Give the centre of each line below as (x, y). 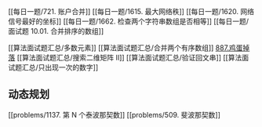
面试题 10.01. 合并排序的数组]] (56, 31)
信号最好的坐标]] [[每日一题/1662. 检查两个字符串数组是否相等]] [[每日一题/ (129, 21)
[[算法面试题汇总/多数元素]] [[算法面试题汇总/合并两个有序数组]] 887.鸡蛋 (126, 48)
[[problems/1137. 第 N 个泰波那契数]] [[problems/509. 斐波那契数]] (115, 114)
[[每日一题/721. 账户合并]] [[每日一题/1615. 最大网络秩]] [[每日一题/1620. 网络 (131, 11)
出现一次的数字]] (72, 67)
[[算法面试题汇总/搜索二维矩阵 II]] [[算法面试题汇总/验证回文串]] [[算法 (129, 58)
